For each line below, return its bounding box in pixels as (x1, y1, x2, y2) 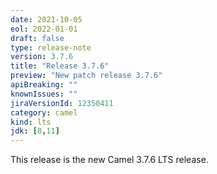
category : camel (10, 107, 78, 118)
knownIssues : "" (10, 89, 78, 99)
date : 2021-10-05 (10, 14, 83, 25)
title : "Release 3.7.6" (10, 61, 110, 71)
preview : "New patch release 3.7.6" (10, 71, 163, 81)
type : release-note (10, 42, 92, 53)
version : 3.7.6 (10, 52, 74, 62)
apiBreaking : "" (10, 80, 78, 90)
